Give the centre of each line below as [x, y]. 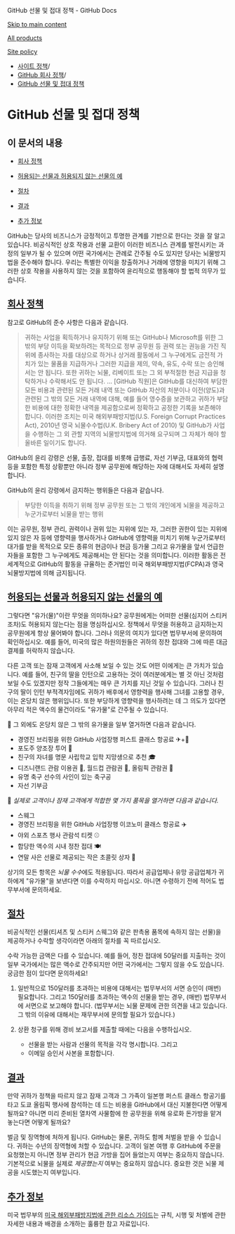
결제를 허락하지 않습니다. [41, 650]
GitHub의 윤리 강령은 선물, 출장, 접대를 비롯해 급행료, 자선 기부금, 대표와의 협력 [115, 457]
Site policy [22, 52]
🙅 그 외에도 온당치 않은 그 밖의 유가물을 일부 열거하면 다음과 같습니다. [102, 724]
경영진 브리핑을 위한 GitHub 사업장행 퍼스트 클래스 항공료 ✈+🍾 [103, 739]
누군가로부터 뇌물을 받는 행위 [64, 514]
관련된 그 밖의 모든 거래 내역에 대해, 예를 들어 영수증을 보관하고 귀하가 [120, 399]
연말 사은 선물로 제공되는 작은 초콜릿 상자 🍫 [76, 857]
